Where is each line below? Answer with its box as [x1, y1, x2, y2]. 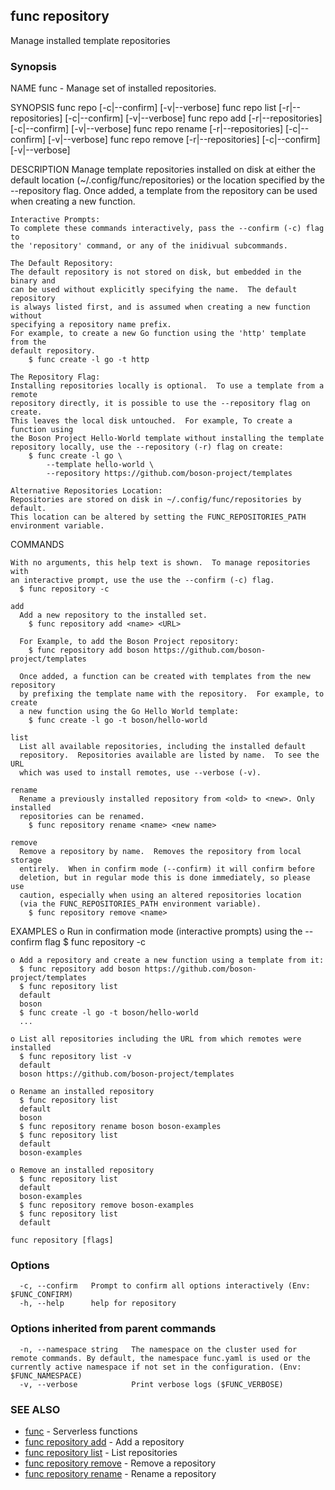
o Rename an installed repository [10, 1087, 155, 1097]
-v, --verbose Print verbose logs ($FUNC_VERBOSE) [19, 1379, 284, 1389]
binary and [10, 276, 56, 286]
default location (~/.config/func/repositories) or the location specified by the [10, 174, 325, 186]
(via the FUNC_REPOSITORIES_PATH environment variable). [19, 899, 262, 909]
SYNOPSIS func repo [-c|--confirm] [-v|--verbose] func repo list [10, 102, 277, 114]
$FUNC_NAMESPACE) [10, 1370, 83, 1381]
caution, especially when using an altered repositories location [19, 890, 302, 901]
